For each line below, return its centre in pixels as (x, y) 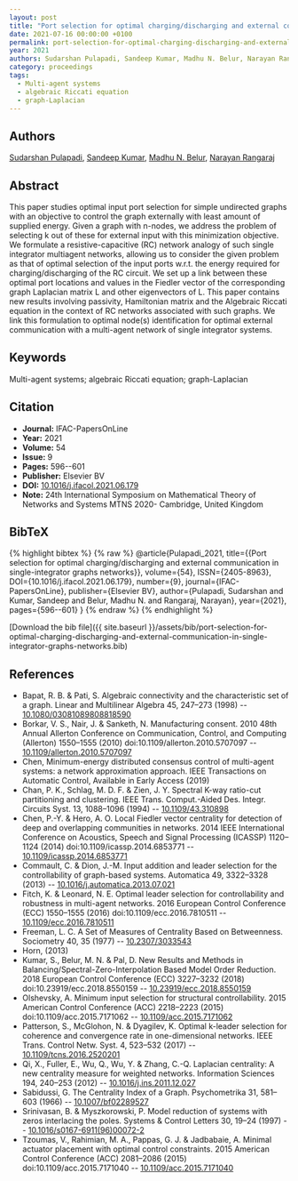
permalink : (29, 42)
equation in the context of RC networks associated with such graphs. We (142, 311)
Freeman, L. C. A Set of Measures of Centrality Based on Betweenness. (153, 932)
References (42, 674)
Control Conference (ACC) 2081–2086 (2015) (105, 1159)
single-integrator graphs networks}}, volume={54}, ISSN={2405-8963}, (141, 572)
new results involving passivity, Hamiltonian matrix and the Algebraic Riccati (148, 301)
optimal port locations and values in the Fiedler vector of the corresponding (147, 282)
